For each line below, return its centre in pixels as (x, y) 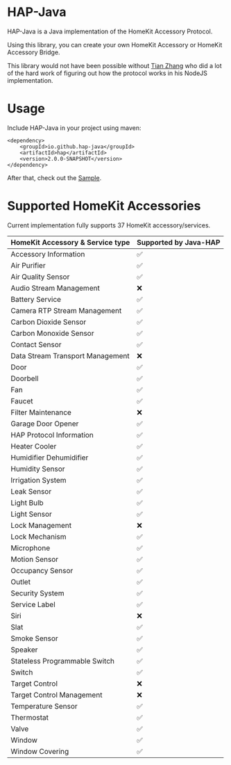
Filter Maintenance (41, 412)
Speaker (24, 650)
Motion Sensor (35, 559)
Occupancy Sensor (42, 570)
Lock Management (41, 525)
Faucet (22, 401)
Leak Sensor (31, 491)
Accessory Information (48, 254)
